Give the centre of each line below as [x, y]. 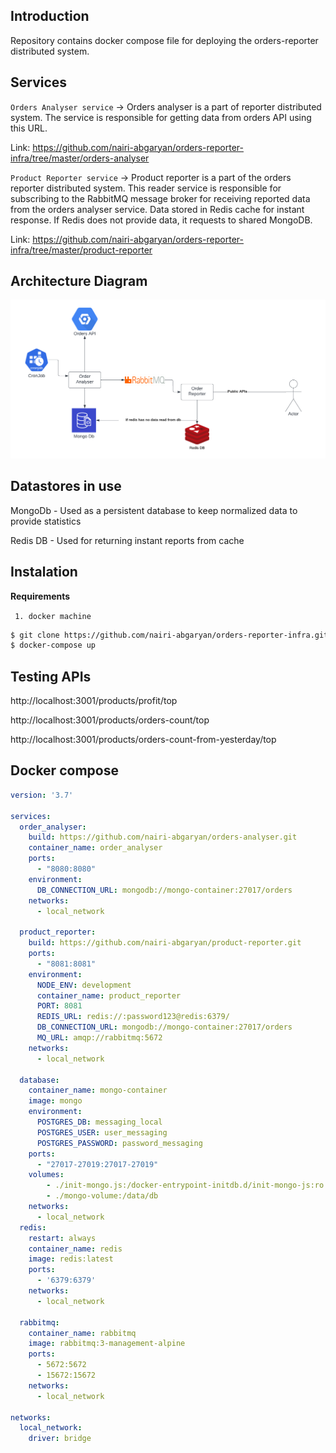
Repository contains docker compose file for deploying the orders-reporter [164, 40]
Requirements [40, 596]
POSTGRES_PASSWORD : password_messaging [119, 1143]
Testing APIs [51, 676]
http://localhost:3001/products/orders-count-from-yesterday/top [143, 740]
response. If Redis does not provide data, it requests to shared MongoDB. [161, 220]
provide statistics [46, 521]
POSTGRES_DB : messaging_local [99, 1122]
